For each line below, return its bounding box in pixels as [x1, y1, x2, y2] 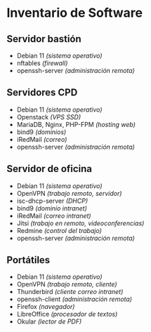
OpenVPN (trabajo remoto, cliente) [16, 280, 117, 288]
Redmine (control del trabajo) [16, 226, 103, 234]
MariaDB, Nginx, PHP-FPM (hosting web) [16, 120, 136, 128]
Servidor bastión [6, 33, 81, 45]
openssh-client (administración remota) [16, 295, 133, 303]
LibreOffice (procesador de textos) [16, 310, 118, 319]
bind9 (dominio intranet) [16, 204, 87, 212]
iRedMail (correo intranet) [16, 211, 92, 220]
